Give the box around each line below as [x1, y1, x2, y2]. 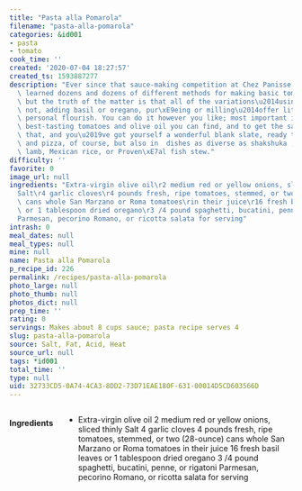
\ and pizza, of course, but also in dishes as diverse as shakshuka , [17, 139, 296, 148]
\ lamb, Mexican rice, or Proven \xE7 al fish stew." [17, 147, 216, 156]
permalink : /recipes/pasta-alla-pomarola [9, 273, 167, 282]
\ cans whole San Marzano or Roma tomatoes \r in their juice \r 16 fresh [17, 197, 288, 207]
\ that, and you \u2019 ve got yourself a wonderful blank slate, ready [17, 131, 288, 140]
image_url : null [9, 172, 70, 181]
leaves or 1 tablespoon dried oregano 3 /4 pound [77, 452, 259, 464]
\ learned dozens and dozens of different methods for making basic [17, 88, 280, 97]
